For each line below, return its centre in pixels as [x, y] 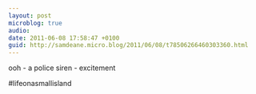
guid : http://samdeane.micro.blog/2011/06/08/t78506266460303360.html [128, 45]
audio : [19, 30]
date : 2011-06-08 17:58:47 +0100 [64, 38]
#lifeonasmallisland [40, 84]
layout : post [30, 16]
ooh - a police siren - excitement [62, 68]
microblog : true [35, 23]
